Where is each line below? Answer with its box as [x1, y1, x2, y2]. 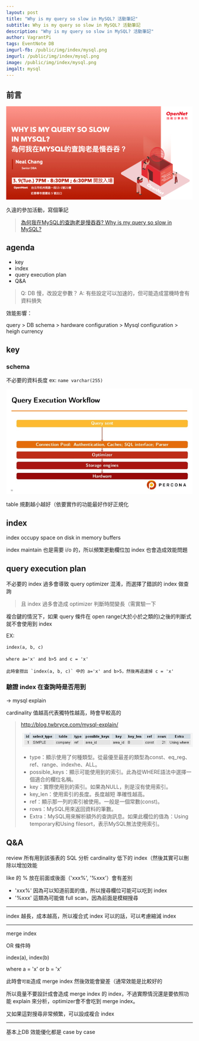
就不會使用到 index [6, 620, 52, 627]
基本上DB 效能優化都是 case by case [6, 1028, 96, 1035]
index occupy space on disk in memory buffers [6, 534, 121, 541]
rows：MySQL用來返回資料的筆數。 [29, 806, 117, 813]
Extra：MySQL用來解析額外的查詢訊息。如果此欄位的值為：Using [29, 813, 188, 820]
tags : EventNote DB [6, 41, 54, 47]
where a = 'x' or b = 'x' [6, 965, 62, 972]
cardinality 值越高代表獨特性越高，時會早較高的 [6, 709, 121, 716]
